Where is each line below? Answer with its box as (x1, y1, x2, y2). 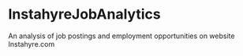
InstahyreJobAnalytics (8, 5, 161, 23)
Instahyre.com (8, 39, 55, 48)
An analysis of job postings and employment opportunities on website (8, 31, 235, 40)
